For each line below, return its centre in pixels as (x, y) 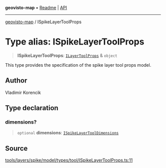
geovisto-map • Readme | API (36, 8)
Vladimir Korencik (23, 92)
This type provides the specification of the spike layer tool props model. (78, 65)
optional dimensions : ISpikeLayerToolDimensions (68, 133)
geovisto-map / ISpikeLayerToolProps (43, 22)
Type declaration (32, 108)
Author (16, 81)
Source (17, 148)
